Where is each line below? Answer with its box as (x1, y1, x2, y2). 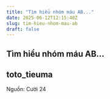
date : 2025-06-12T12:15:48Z (6, 15, 78, 21)
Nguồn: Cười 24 (6, 86, 46, 93)
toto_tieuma (6, 70, 53, 80)
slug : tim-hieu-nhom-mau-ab (6, 20, 78, 26)
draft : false (6, 26, 40, 32)
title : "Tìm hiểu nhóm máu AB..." (6, 9, 95, 15)
